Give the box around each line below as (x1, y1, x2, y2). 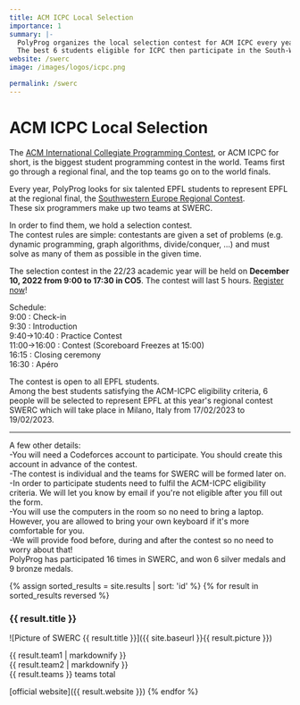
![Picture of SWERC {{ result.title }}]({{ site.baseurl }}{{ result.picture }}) (9, 632, 272, 643)
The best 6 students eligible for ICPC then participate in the (17, 46, 262, 55)
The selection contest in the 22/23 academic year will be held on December (9, 265, 290, 276)
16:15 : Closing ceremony (9, 349, 101, 360)
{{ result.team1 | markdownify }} (9, 650, 127, 660)
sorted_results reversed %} (9, 590, 110, 600)
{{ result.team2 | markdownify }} (9, 659, 129, 670)
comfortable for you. (9, 525, 85, 536)
